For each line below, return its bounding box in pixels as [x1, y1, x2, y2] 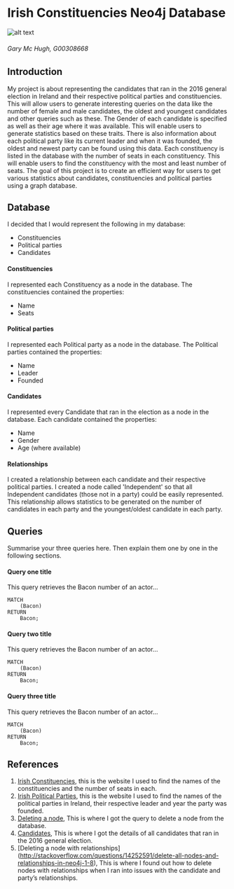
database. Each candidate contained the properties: [7, 415, 157, 423]
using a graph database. [7, 181, 78, 190]
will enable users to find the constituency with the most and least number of [7, 159, 226, 167]
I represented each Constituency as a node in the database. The [7, 280, 193, 289]
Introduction [7, 66, 63, 78]
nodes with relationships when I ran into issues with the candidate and [17, 867, 221, 875]
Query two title [7, 629, 52, 638]
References [7, 759, 59, 770]
